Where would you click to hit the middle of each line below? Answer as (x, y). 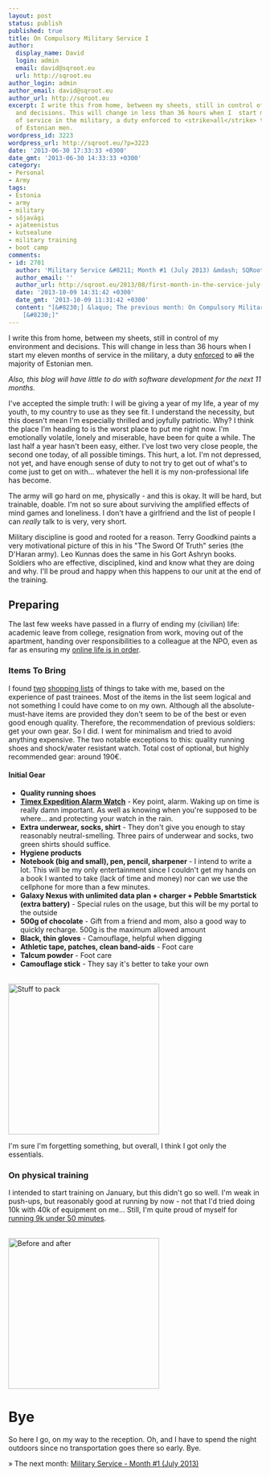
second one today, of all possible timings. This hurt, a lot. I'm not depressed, (135, 454)
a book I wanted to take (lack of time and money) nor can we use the (134, 878)
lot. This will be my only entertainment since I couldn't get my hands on (138, 870)
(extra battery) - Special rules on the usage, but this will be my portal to (139, 904)
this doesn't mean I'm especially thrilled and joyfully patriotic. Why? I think (131, 420)
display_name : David (50, 53)
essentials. (26, 1154)
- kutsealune (30, 233)
